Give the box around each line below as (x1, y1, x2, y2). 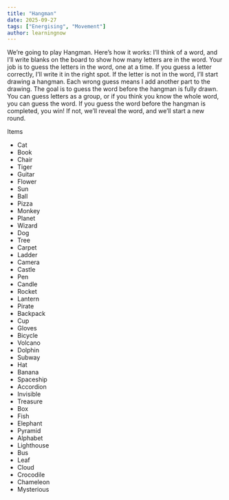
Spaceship (17, 375, 48, 383)
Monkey (17, 207, 41, 215)
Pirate (17, 302, 34, 310)
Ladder (17, 251, 38, 259)
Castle (17, 266, 36, 274)
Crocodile (17, 470, 45, 479)
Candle (17, 280, 38, 288)
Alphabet (17, 434, 43, 442)
